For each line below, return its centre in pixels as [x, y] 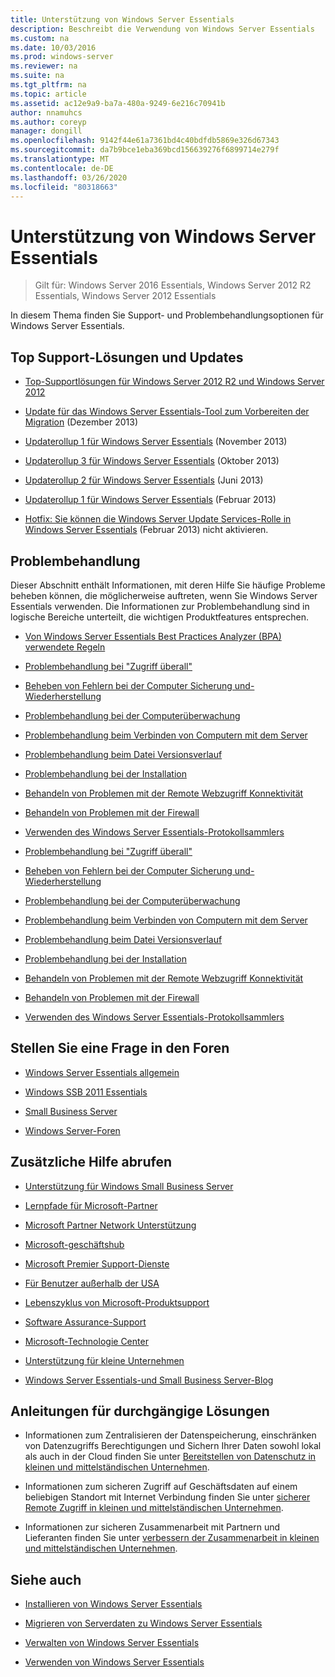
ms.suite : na [37, 76]
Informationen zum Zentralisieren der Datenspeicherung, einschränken [170, 1435]
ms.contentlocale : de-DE [62, 168]
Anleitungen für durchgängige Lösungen [140, 1411]
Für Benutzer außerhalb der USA [92, 1283]
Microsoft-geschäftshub [74, 1244]
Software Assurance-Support [85, 1322]
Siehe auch [46, 1579]
